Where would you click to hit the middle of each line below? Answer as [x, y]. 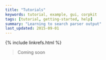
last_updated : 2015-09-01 [32, 28]
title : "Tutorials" [25, 10]
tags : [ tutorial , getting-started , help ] [49, 19]
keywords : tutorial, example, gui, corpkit [51, 14]
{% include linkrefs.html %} [33, 42]
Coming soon [31, 52]
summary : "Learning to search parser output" [53, 24]
